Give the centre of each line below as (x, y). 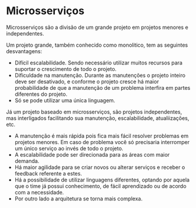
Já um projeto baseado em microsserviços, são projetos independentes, (94, 112)
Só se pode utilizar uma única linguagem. (65, 100)
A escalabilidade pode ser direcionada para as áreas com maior (92, 154)
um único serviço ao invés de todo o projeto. (69, 148)
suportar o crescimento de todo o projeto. (66, 69)
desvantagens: (24, 51)
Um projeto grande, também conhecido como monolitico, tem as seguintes (97, 45)
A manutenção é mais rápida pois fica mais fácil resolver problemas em (102, 136)
